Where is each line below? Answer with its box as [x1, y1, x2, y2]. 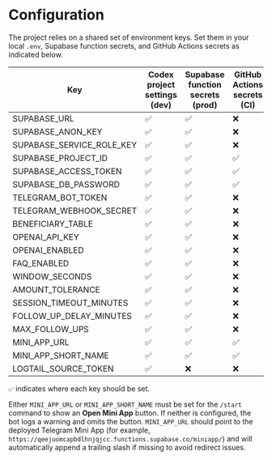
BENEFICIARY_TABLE [12, 218, 93, 229]
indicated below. [8, 49, 63, 59]
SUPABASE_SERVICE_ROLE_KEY [12, 139, 138, 151]
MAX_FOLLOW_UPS [12, 323, 89, 334]
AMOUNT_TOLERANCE [12, 283, 100, 295]
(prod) [192, 99, 218, 110]
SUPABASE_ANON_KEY [12, 126, 103, 137]
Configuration [8, 6, 105, 24]
